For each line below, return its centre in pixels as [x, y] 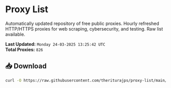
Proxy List [27, 9]
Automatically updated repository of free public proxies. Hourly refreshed [82, 23]
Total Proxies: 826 [24, 49]
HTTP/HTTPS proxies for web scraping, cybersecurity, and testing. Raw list [84, 28]
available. [15, 34]
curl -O [13, 80]
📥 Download [26, 66]
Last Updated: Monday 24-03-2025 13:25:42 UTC [55, 44]
